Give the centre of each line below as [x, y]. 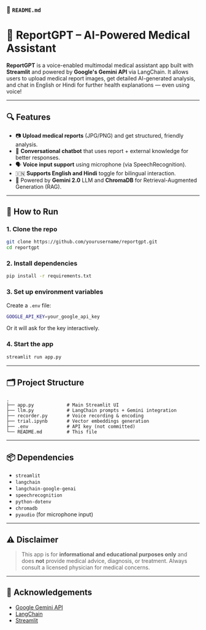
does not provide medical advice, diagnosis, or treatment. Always [104, 561]
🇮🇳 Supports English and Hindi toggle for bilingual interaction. [95, 173]
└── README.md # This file [52, 432]
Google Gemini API [39, 607]
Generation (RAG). [38, 186]
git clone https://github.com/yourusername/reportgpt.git [82, 242]
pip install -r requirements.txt [49, 276]
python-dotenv [33, 502]
